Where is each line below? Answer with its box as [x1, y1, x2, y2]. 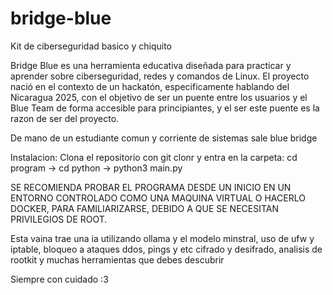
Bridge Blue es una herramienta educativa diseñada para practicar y [10, 59, 292, 71]
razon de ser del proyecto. [10, 112, 120, 124]
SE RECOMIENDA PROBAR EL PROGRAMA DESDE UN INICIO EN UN [10, 181, 292, 193]
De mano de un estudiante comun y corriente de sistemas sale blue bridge [10, 132, 318, 144]
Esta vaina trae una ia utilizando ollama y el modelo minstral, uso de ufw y [10, 232, 315, 244]
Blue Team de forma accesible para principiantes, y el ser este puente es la [10, 102, 320, 114]
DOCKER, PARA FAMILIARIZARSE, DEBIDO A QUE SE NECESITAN [10, 202, 280, 214]
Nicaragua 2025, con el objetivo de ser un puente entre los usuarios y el [10, 91, 308, 103]
